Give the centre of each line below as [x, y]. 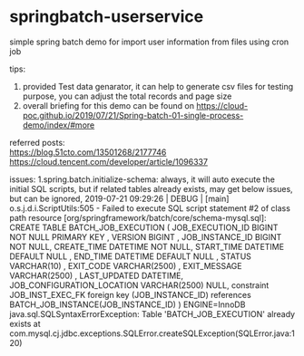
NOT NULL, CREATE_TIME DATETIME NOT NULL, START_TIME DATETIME [147, 246]
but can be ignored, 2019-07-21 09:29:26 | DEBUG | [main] [119, 198]
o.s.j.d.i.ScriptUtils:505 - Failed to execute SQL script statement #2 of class [150, 208]
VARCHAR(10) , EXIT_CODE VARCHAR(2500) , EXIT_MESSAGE [126, 265]
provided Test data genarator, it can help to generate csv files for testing [158, 86]
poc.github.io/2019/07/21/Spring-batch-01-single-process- [133, 115]
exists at [25, 323]
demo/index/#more [59, 125]
